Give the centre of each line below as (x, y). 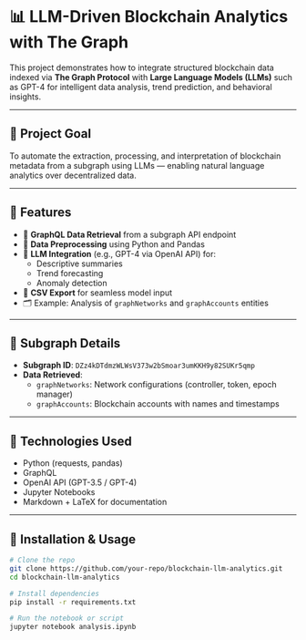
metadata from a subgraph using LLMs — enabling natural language (137, 165)
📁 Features (41, 213)
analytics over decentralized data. (73, 175)
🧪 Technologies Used (71, 441)
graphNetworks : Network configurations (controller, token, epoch (156, 385)
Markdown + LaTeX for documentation (95, 502)
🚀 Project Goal (51, 134)
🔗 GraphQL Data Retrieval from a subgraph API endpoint (129, 234)
